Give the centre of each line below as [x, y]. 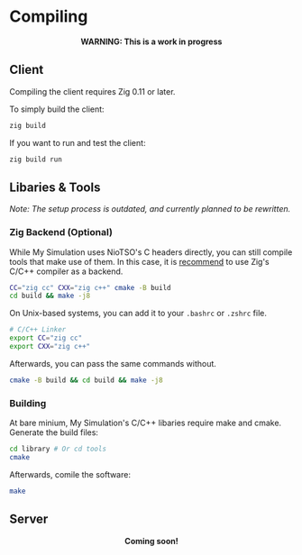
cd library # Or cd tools [58, 449]
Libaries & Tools [55, 187]
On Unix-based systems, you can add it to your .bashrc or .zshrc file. [138, 314]
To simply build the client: [57, 109]
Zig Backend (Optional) [61, 232]
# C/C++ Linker [38, 330]
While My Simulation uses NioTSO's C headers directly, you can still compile [151, 252]
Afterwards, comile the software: [70, 474]
